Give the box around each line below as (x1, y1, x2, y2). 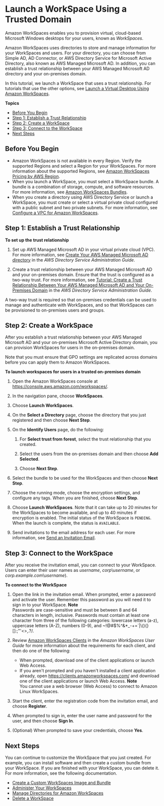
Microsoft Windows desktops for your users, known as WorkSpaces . (5, 35, 143, 41)
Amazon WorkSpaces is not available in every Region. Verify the (12, 158, 142, 164)
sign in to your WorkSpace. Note (12, 602, 78, 608)
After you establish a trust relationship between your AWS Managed (5, 334, 142, 340)
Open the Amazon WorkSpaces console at (12, 378, 98, 384)
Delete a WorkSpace (12, 795, 54, 801)
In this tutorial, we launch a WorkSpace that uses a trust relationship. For (5, 80, 151, 86)
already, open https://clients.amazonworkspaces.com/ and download (19, 673, 160, 679)
